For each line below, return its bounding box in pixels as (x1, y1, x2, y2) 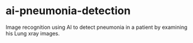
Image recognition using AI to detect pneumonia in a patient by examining (5, 24, 188, 31)
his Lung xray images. (5, 29, 61, 37)
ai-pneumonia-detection (5, 4, 131, 18)
